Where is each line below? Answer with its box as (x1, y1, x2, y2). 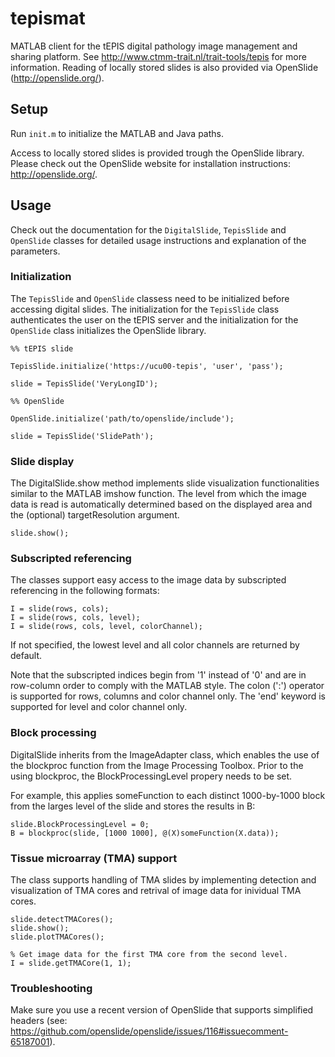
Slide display (10, 454, 75, 468)
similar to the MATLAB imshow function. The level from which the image (10, 488, 307, 500)
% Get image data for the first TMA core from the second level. (10, 950, 288, 960)
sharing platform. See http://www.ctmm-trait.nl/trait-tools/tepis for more (10, 50, 307, 62)
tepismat (10, 7, 86, 30)
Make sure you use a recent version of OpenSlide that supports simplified (10, 1004, 314, 1016)
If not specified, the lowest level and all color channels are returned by (10, 639, 300, 651)
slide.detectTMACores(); (10, 915, 114, 925)
